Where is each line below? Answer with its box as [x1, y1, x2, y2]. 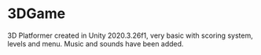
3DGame [7, 5, 66, 23]
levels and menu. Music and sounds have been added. [7, 38, 184, 48]
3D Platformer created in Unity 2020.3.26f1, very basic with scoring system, [7, 31, 253, 40]
